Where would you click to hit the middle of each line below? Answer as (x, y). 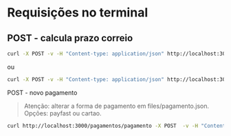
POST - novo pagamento (42, 92)
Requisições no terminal (78, 13)
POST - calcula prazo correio (70, 38)
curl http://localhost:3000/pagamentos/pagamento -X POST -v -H (102, 126)
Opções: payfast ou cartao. (63, 113)
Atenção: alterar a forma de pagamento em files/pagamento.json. (117, 106)
